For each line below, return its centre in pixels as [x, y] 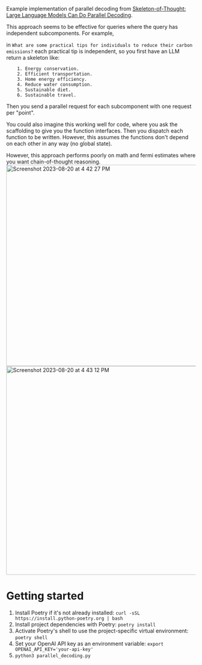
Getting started [45, 596]
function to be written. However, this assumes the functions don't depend [97, 137]
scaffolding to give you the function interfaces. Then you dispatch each [95, 131]
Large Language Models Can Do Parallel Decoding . [69, 15]
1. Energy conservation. [48, 69]
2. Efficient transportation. [55, 74]
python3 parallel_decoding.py [53, 656]
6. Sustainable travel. [47, 95]
